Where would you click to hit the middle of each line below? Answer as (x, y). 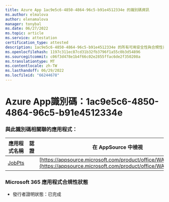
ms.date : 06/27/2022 (27, 29)
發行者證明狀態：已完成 (37, 194)
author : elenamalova (27, 19)
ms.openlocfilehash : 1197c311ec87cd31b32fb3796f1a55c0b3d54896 (73, 52)
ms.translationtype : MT (30, 61)
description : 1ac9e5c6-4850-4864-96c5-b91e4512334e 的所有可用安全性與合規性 (84, 47)
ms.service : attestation (31, 38)
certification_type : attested (37, 43)
